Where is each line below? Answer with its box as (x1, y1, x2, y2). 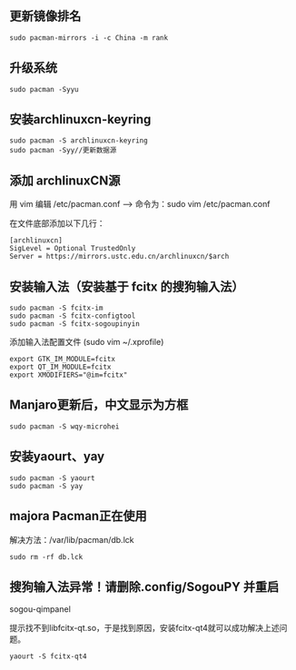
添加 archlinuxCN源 (9, 172, 121, 188)
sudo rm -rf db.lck (9, 552, 84, 561)
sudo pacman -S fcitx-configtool (9, 311, 136, 320)
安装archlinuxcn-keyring (9, 112, 152, 127)
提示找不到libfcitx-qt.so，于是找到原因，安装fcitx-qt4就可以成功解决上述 (9, 623, 280, 634)
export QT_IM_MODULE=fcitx (9, 362, 112, 372)
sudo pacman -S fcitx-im (9, 303, 104, 313)
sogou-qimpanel (9, 604, 71, 615)
